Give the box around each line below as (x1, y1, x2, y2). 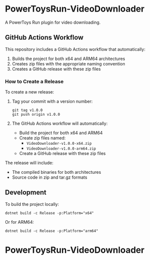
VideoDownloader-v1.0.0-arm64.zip (26, 146, 96, 151)
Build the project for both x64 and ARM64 (19, 130, 103, 136)
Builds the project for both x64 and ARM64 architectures (12, 56, 125, 61)
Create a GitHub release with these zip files (19, 151, 106, 156)
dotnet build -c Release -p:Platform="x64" (5, 211, 94, 215)
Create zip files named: (19, 135, 66, 141)
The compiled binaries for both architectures (12, 169, 102, 175)
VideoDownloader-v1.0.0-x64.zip (26, 141, 92, 146)
